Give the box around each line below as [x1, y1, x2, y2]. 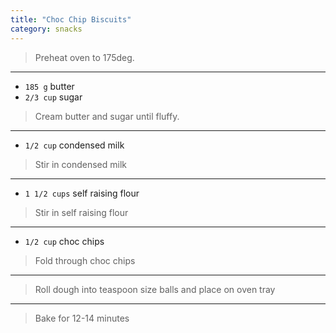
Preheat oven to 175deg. [34, 51, 135, 63]
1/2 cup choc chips [24, 235, 105, 247]
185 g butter [24, 80, 75, 92]
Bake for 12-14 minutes [34, 312, 130, 324]
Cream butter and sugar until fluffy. [34, 110, 180, 122]
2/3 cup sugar [24, 91, 83, 103]
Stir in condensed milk [34, 158, 128, 170]
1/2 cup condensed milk [24, 139, 125, 151]
